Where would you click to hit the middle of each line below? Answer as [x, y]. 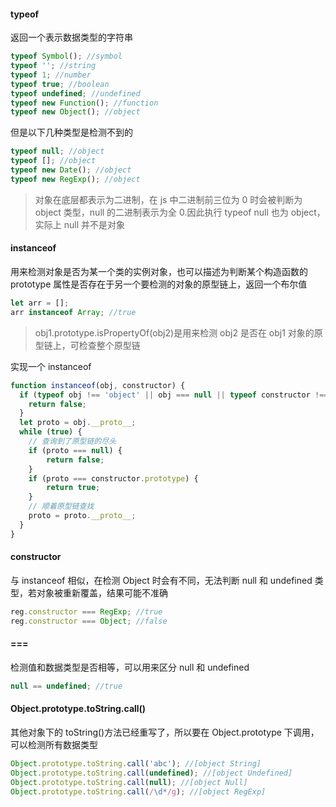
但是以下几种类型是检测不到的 [71, 132]
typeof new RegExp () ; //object [75, 179]
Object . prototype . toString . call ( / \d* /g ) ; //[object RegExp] [138, 791]
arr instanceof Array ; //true [73, 312]
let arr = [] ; [40, 303]
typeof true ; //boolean [60, 84]
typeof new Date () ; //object [71, 170]
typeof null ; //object [57, 151]
